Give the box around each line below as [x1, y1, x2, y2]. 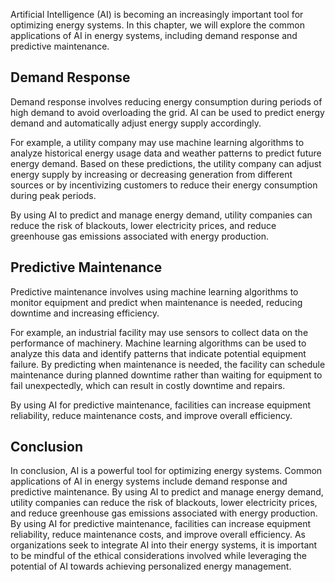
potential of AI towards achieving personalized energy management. [10, 560, 292, 573]
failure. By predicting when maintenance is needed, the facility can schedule [10, 358, 326, 370]
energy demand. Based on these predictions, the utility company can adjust [10, 157, 322, 169]
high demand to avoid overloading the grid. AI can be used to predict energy [10, 106, 325, 118]
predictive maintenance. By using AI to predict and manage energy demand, [10, 486, 324, 498]
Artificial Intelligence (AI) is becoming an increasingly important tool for [10, 9, 304, 20]
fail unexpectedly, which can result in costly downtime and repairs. [10, 379, 286, 391]
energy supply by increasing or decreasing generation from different [10, 168, 293, 180]
